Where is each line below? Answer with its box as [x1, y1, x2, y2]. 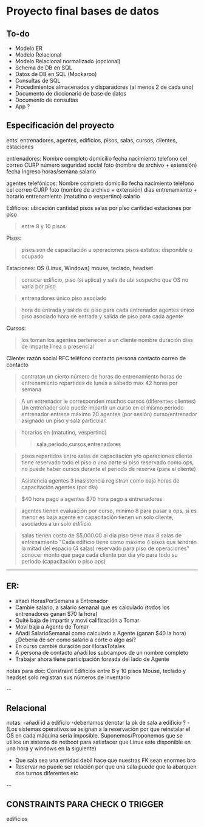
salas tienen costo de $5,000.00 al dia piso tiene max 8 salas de [21, 531, 182, 539]
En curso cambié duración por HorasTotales [15, 642, 126, 649]
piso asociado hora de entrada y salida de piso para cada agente [21, 312, 184, 320]
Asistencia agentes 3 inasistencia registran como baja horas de [21, 476, 180, 484]
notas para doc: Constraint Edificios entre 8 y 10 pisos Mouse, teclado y [6, 667, 186, 674]
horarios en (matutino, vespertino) [21, 428, 107, 436]
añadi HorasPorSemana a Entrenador [15, 597, 108, 604]
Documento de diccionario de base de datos [15, 90, 126, 97]
